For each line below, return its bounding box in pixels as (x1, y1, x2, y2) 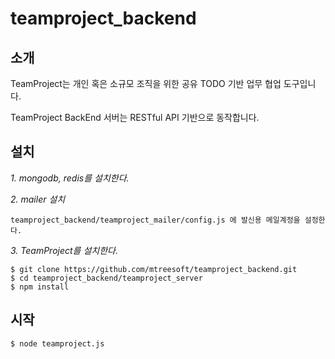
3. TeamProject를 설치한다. (10, 244, 118, 256)
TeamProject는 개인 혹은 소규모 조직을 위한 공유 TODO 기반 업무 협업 (10, 78, 282, 89)
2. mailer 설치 (10, 193, 66, 205)
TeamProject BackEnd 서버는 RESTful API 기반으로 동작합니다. (10, 112, 260, 123)
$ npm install (10, 282, 70, 292)
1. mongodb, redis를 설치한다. (10, 172, 130, 184)
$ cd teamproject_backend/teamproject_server (10, 273, 203, 283)
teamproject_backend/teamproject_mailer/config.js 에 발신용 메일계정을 (10, 215, 301, 225)
